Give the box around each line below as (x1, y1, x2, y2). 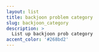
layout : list (6, 8, 39, 15)
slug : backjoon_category (6, 20, 69, 26)
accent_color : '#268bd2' (6, 36, 69, 42)
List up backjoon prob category (11, 31, 94, 37)
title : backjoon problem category (6, 14, 94, 20)
